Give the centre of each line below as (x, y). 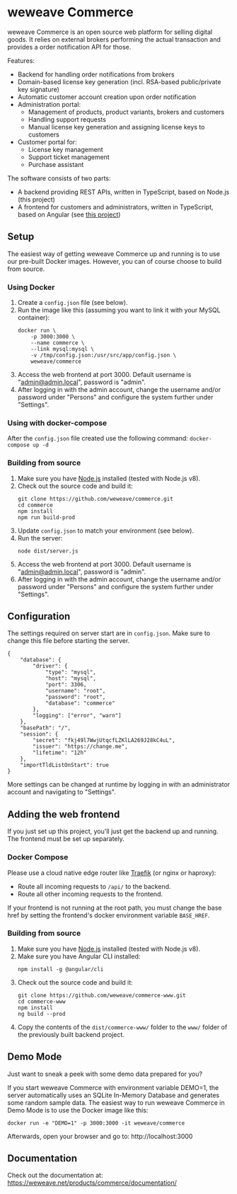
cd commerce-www (41, 1002)
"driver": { (51, 666)
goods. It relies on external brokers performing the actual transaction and (114, 39)
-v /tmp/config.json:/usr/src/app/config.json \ (104, 355)
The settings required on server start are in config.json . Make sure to (109, 633)
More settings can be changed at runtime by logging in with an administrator (119, 784)
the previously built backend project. (71, 1034)
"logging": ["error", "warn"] (77, 716)
